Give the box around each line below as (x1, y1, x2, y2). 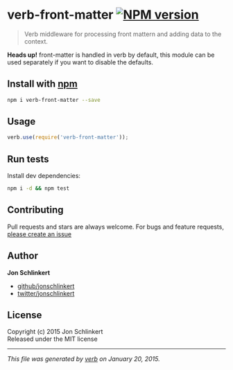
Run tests (7, 153, 49, 165)
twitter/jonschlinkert (17, 289, 75, 297)
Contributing (7, 204, 64, 216)
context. (24, 37, 49, 45)
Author (7, 250, 38, 262)
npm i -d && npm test (7, 185, 70, 192)
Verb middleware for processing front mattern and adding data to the (24, 30, 222, 38)
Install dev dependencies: (7, 172, 81, 180)
